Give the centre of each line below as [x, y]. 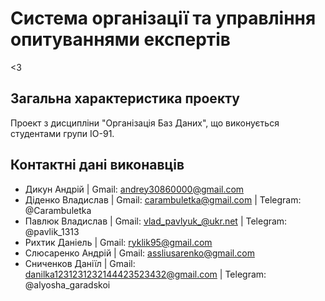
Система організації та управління [163, 18]
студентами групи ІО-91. [62, 133]
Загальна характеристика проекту [125, 98]
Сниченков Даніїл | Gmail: [80, 263]
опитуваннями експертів [121, 39]
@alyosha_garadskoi [67, 284]
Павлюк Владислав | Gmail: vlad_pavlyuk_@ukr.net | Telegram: [156, 221]
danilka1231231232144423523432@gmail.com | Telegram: [145, 274]
